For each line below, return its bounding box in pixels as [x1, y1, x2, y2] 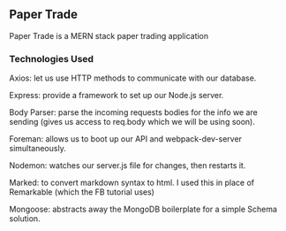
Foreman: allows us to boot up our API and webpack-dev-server [9, 134, 243, 144]
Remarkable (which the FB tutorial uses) [9, 187, 154, 197]
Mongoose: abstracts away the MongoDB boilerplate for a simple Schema [9, 204, 278, 215]
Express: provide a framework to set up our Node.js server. [9, 90, 224, 101]
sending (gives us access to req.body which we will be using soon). [9, 117, 256, 127]
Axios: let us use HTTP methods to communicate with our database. [9, 73, 257, 83]
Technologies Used [9, 52, 94, 65]
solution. [9, 213, 41, 224]
